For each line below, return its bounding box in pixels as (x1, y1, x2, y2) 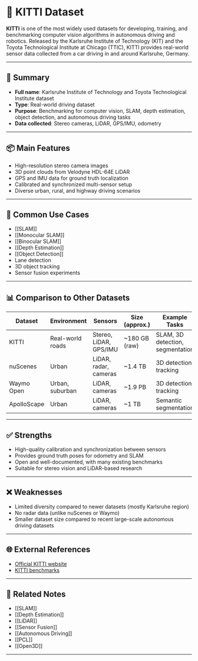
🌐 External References (6, 545, 91, 555)
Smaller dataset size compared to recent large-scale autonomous (14, 516, 174, 523)
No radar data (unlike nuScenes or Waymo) (14, 509, 120, 516)
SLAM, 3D (156, 330, 184, 339)
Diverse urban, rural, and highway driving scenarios (14, 187, 141, 194)
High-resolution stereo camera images (14, 162, 108, 169)
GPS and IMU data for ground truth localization (14, 174, 128, 182)
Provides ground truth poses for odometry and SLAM (14, 452, 144, 459)
